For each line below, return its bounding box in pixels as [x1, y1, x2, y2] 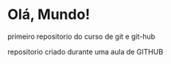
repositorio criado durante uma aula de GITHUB [7, 47, 164, 56]
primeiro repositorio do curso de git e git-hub [7, 32, 156, 41]
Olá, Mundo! [7, 6, 91, 24]
